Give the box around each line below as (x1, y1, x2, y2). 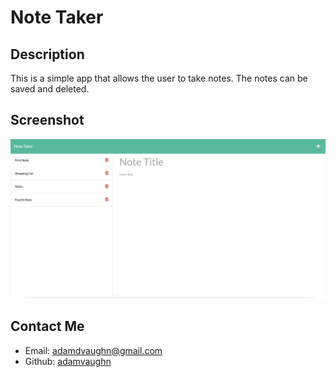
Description (10, 46, 85, 63)
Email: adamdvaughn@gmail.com (24, 344, 163, 356)
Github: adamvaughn (24, 355, 112, 367)
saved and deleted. (10, 83, 90, 95)
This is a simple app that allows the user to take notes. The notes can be (10, 72, 308, 84)
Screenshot (10, 112, 85, 129)
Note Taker (10, 6, 104, 29)
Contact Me (10, 318, 85, 335)
